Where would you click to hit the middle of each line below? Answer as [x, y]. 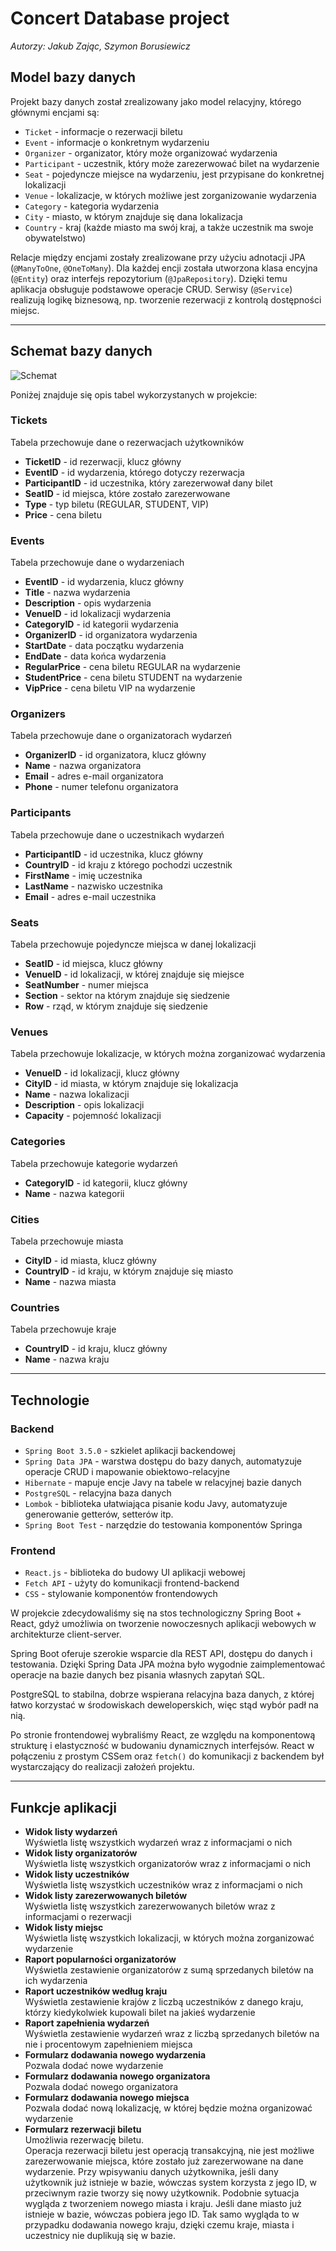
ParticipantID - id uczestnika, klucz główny [114, 854]
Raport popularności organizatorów [100, 1959]
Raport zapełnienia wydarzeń [87, 2023]
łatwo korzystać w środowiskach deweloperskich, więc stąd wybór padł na [164, 1705]
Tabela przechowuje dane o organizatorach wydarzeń [121, 736]
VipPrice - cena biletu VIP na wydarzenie [110, 688]
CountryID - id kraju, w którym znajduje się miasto [129, 1271]
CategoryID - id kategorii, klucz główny [106, 1183]
